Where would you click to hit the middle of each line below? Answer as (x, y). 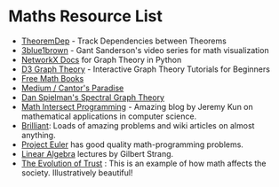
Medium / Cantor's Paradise (72, 88)
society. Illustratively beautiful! (77, 172)
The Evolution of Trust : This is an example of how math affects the (144, 163)
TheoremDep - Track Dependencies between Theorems (124, 41)
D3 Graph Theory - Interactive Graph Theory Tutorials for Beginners (145, 69)
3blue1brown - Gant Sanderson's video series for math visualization (145, 50)
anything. (38, 135)
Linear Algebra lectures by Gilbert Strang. (97, 153)
